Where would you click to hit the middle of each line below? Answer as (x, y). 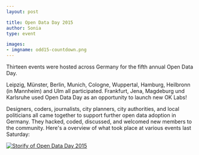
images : (16, 44)
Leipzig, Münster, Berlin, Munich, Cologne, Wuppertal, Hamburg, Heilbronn (98, 85)
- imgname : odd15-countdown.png (46, 50)
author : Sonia (24, 28)
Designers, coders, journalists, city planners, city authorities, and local (93, 109)
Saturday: (18, 134)
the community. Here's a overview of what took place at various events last (99, 128)
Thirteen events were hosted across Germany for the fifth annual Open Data (100, 67)
